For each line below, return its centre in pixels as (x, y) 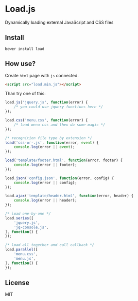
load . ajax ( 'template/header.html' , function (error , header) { (69, 196)
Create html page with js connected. (42, 75)
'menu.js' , (25, 258)
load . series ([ (19, 218)
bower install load (25, 49)
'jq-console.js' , (31, 227)
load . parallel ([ (21, 250)
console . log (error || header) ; (45, 201)
